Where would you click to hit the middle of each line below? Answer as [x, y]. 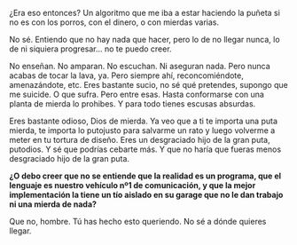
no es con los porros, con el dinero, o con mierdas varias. [114, 22]
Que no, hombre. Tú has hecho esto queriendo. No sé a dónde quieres [138, 221]
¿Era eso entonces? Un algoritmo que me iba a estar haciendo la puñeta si [145, 13]
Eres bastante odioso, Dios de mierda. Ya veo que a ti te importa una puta [143, 121]
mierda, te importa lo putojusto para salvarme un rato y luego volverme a [142, 130]
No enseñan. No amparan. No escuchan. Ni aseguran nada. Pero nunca [140, 66]
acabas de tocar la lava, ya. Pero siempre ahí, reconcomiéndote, [126, 75]
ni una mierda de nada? [53, 204]
